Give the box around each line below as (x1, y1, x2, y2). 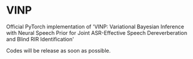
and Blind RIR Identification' (6, 35, 75, 42)
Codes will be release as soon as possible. (6, 47, 111, 54)
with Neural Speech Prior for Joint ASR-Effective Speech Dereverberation (6, 29, 188, 36)
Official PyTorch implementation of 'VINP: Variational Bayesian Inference (6, 23, 184, 30)
